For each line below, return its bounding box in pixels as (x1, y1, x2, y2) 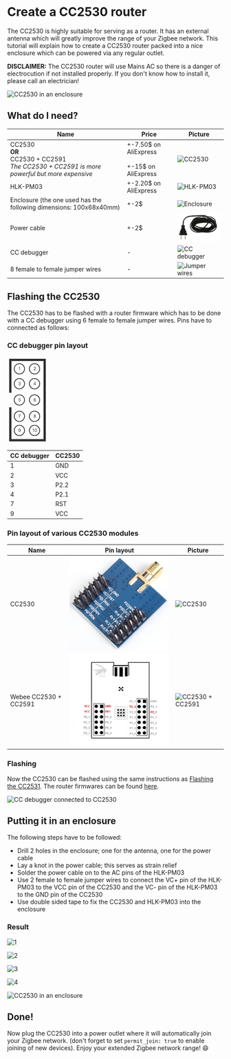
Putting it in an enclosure (7, 815, 117, 827)
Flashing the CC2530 (7, 290, 100, 303)
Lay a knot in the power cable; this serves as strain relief (16, 861, 177, 870)
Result (7, 922, 30, 932)
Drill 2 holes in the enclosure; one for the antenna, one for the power (16, 847, 211, 855)
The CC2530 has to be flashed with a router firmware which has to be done (7, 309, 221, 317)
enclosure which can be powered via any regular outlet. (7, 49, 165, 57)
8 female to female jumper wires (10, 265, 102, 274)
